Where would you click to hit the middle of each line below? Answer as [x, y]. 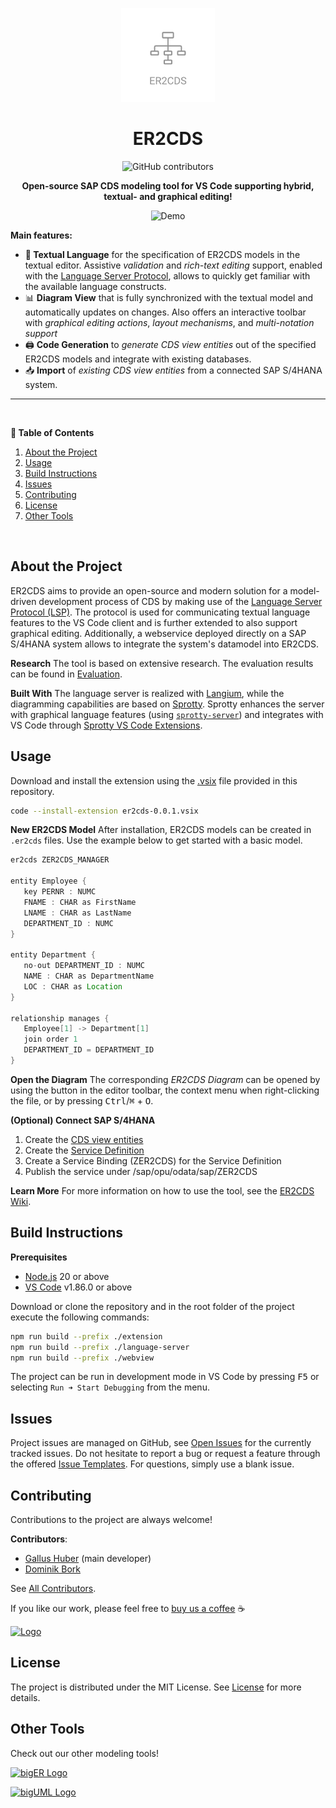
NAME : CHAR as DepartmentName [89, 976]
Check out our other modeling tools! [84, 1753]
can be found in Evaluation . [66, 674]
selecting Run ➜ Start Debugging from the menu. [110, 1387]
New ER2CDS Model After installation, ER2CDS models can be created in [161, 830]
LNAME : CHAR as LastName [77, 913]
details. [25, 1697]
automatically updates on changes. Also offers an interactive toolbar [165, 312]
